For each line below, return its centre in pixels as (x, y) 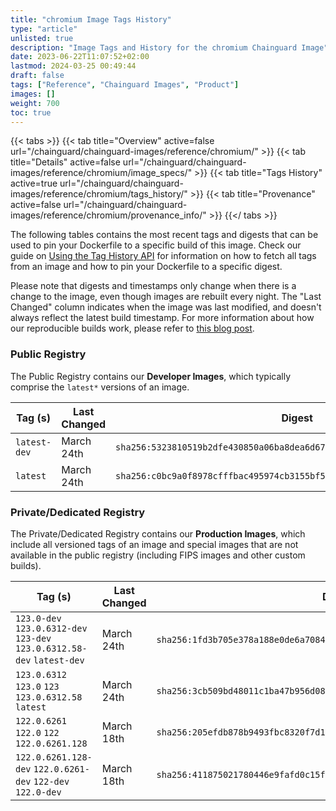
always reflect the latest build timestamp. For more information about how (162, 318)
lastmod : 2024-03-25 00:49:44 (73, 66)
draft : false (37, 76)
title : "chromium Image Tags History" (91, 19)
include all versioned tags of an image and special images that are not (154, 544)
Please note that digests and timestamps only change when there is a (153, 286)
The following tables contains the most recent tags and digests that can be (164, 235)
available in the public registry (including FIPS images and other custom (158, 555)
